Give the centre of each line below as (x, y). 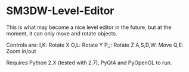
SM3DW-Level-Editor (60, 11)
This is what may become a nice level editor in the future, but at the (89, 27)
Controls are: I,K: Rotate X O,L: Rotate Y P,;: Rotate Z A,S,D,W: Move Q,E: (95, 45)
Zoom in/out (21, 51)
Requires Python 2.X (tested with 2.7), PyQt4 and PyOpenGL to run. (89, 63)
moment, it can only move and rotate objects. (62, 33)
